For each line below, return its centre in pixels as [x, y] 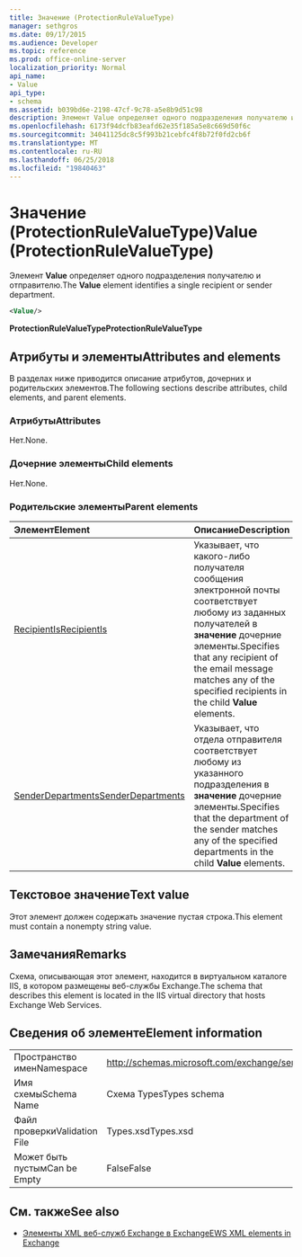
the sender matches [236, 829]
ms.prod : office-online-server [68, 59]
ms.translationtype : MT [54, 143]
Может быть [41, 1157]
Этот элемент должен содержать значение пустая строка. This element [146, 916]
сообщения [219, 578]
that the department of [241, 817]
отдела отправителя [238, 739]
